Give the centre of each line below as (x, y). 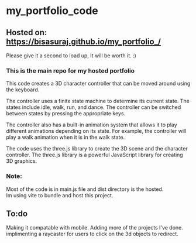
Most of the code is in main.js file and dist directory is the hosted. (85, 189)
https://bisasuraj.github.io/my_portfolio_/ (84, 41)
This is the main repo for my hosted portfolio (71, 70)
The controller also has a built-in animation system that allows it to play (92, 125)
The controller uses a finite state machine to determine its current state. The (98, 101)
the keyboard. (23, 90)
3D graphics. (22, 161)
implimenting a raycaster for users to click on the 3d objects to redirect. (92, 234)
